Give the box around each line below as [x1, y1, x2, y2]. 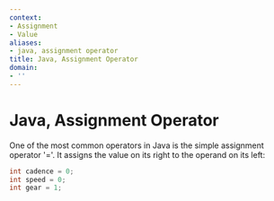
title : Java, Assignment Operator [9, 55, 139, 64]
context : [9, 13, 42, 22]
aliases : [9, 38, 42, 48]
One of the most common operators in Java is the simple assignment [9, 140, 265, 151]
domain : [9, 64, 39, 73]
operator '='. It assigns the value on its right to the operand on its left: [9, 149, 266, 160]
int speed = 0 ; [9, 175, 66, 184]
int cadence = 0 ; [9, 167, 75, 176]
